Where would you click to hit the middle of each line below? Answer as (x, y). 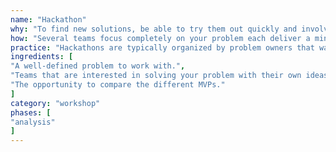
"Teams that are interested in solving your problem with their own (156, 76)
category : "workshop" (55, 103)
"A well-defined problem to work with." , (98, 66)
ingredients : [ (42, 57)
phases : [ (31, 112)
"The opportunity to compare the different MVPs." (118, 85)
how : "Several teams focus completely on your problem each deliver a (160, 38)
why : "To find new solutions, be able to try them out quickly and (154, 29)
